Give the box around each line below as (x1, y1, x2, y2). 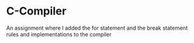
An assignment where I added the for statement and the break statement (6, 24, 188, 31)
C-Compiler (6, 4, 67, 18)
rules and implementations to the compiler (6, 30, 112, 38)
